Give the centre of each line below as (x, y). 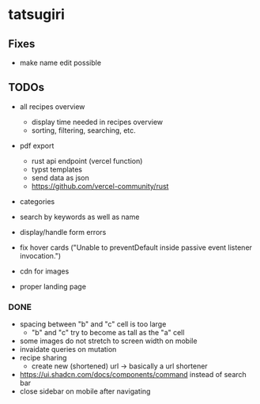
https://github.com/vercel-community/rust (100, 186)
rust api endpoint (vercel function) (87, 160)
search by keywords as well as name (79, 217)
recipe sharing (43, 358)
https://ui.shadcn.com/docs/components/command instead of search (133, 375)
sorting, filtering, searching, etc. (83, 130)
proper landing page (53, 286)
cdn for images (44, 271)
